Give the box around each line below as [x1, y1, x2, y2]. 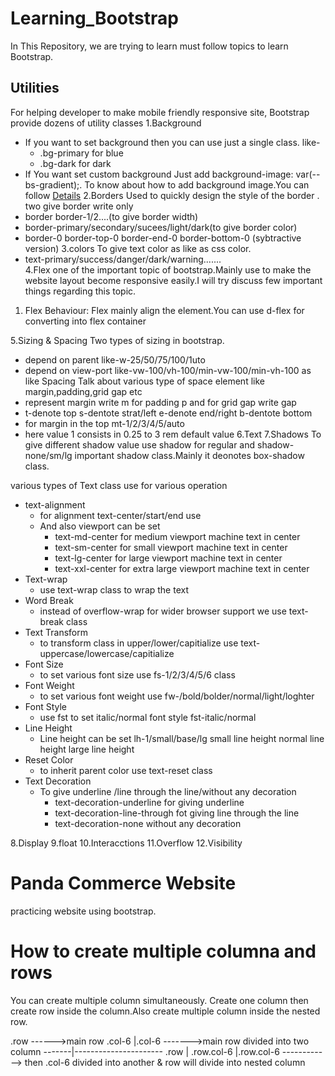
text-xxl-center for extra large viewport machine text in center [54, 562, 310, 574]
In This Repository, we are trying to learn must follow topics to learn [10, 40, 289, 52]
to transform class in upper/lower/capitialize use [39, 637, 239, 649]
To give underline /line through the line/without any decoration [39, 785, 297, 797]
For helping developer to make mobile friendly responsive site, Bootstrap [10, 106, 310, 118]
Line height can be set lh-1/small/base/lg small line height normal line [39, 732, 325, 744]
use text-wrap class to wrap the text [39, 583, 189, 596]
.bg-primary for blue [39, 147, 124, 159]
